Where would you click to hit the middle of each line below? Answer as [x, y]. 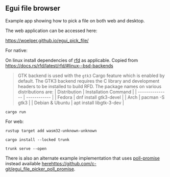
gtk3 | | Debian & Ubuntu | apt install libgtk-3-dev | [71, 103]
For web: [15, 121]
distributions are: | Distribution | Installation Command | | [77, 92]
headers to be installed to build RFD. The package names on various [90, 86]
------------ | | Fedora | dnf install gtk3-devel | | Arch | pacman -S [95, 97]
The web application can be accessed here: [51, 31]
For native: [17, 50]
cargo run [16, 112]
